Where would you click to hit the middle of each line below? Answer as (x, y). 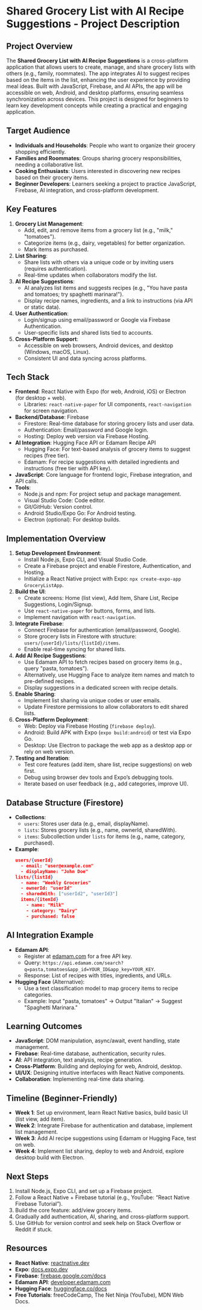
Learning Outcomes (44, 1026)
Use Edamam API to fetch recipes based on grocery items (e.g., (103, 662)
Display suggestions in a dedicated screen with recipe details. (101, 688)
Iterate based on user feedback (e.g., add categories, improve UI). (106, 784)
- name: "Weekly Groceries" (56, 883)
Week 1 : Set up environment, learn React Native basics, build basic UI (101, 1113)
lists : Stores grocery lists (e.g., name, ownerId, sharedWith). (100, 830)
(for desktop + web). (40, 398)
